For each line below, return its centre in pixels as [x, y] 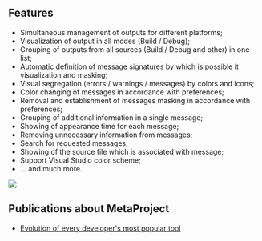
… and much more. [51, 168]
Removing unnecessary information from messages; [106, 135]
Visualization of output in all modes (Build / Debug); [105, 41]
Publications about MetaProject [89, 209]
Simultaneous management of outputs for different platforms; [121, 32]
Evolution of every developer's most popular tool [100, 228]
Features [31, 13]
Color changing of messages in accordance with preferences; [122, 92]
